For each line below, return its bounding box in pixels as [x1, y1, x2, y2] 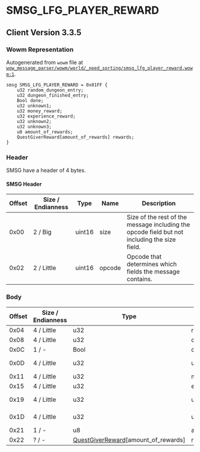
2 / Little [33, 264, 57, 272]
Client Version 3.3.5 [6, 27, 82, 38]
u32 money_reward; [17, 108, 62, 114]
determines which [127, 260, 177, 269]
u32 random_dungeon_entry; [17, 87, 84, 93]
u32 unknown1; [17, 103, 52, 109]
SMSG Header [6, 180, 42, 187]
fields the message [127, 267, 180, 276]
